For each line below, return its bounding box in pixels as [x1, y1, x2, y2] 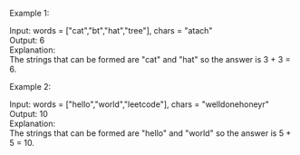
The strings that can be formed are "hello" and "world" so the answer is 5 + [9, 128, 292, 139]
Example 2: [9, 82, 52, 92]
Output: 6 [9, 35, 45, 45]
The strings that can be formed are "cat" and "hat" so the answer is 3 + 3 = [9, 54, 291, 64]
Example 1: [9, 8, 50, 18]
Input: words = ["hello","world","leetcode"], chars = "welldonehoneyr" [9, 99, 269, 110]
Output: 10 [9, 109, 48, 119]
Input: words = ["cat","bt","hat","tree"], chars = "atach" [9, 25, 213, 35]
